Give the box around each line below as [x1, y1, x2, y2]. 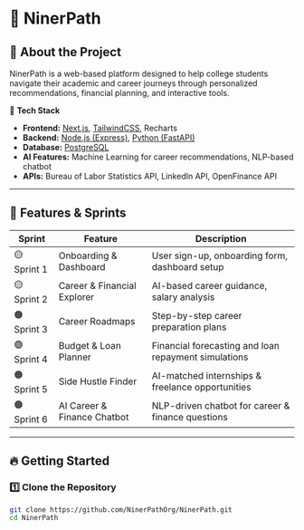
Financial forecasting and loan [151, 340, 280, 352]
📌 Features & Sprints [9, 206, 127, 221]
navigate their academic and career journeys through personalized [9, 78, 258, 89]
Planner [58, 351, 92, 363]
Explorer [58, 291, 95, 304]
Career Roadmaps [58, 315, 136, 328]
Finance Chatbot [58, 411, 129, 424]
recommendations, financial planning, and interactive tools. [9, 88, 230, 98]
